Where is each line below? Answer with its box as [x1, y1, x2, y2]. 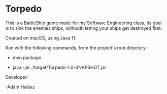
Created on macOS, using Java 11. [5, 35, 77, 41]
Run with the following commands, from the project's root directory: [5, 44, 147, 51]
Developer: [5, 74, 28, 80]
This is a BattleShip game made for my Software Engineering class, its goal [5, 20, 162, 26]
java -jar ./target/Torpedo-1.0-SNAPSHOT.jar [12, 64, 107, 70]
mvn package [12, 54, 42, 61]
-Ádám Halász [5, 84, 35, 90]
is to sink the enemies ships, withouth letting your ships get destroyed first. [5, 25, 162, 31]
